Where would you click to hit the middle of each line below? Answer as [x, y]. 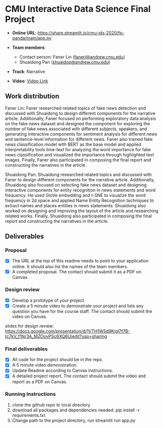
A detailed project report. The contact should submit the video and [79, 376]
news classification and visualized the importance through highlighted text [80, 155]
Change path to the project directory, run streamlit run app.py [74, 420]
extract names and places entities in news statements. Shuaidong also [75, 205]
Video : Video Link [30, 81]
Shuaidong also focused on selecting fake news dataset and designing [76, 185]
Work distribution [32, 96]
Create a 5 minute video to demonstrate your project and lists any [78, 306]
